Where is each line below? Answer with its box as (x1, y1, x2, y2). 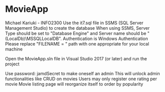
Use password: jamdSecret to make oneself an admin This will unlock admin (5, 70, 160, 76)
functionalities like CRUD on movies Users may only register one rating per (5, 76, 157, 82)
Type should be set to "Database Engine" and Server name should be (5, 30, 147, 36)
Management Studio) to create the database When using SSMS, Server (5, 25, 150, 31)
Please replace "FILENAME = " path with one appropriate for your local (5, 41, 149, 46)
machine (5, 46, 23, 52)
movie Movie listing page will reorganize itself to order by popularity (5, 81, 143, 87)
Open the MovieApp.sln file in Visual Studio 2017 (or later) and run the (5, 55, 147, 61)
